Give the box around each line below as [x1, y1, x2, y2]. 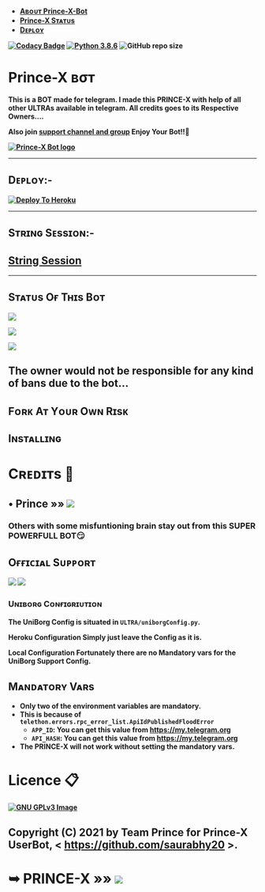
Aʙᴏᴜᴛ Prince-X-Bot [19, 6, 88, 16]
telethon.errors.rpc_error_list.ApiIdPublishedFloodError [19, 718, 215, 726]
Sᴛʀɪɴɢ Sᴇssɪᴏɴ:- [8, 226, 95, 240]
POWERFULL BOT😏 [8, 531, 85, 542]
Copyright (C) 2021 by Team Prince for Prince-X [8, 826, 248, 839]
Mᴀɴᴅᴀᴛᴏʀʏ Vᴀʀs [8, 679, 95, 694]
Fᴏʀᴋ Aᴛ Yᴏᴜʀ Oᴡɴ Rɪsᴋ [8, 404, 129, 418]
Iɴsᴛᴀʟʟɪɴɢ [8, 432, 62, 445]
